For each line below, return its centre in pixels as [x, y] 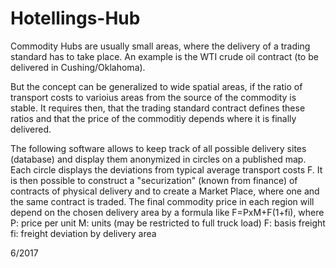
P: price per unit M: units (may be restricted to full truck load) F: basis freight [168, 223]
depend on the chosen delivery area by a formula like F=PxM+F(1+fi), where [167, 212]
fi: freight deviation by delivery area [83, 233]
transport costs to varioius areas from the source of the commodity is [153, 97]
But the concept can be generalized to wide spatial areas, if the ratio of [156, 86]
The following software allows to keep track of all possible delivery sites [158, 148]
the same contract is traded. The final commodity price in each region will [162, 201]
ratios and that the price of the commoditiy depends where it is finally [153, 118]
